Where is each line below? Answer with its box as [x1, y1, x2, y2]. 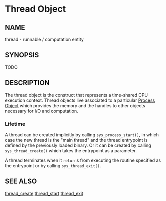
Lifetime [5, 120, 26, 127]
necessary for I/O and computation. [5, 108, 78, 114]
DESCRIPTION [5, 79, 50, 87]
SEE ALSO [5, 177, 37, 186]
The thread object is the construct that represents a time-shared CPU [5, 92, 148, 98]
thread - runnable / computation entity [5, 36, 84, 42]
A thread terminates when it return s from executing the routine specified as [5, 157, 161, 163]
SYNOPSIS [5, 51, 39, 59]
